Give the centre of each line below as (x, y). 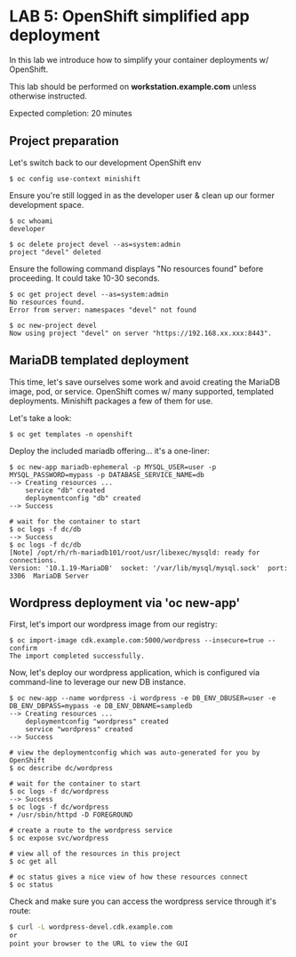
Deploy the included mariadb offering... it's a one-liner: (110, 451)
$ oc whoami (31, 221)
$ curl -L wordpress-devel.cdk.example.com (91, 927)
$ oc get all (33, 862)
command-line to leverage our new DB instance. (98, 682)
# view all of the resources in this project (95, 854)
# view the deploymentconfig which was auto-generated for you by (135, 753)
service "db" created (65, 490)
